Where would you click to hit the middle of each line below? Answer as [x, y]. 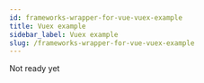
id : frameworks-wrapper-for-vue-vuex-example [96, 18]
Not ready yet [35, 69]
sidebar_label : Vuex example [64, 34]
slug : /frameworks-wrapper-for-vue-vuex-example [102, 43]
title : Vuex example [48, 26]
